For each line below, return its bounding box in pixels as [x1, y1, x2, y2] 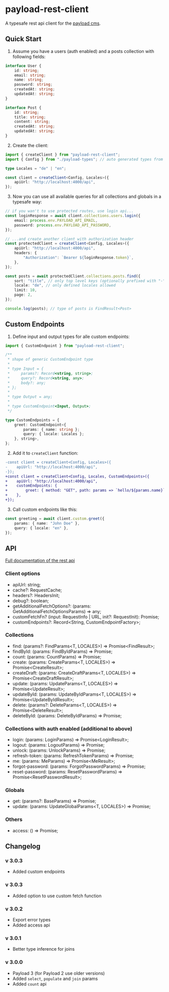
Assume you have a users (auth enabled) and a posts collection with [12, 48, 154, 54]
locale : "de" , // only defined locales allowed [14, 283, 116, 288]
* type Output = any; [7, 394, 53, 400]
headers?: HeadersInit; [12, 592, 60, 598]
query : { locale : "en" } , [14, 525, 69, 531]
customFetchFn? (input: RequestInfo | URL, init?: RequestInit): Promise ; [12, 614, 159, 620]
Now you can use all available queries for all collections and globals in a [12, 193, 161, 200]
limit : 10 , [14, 288, 37, 293]
